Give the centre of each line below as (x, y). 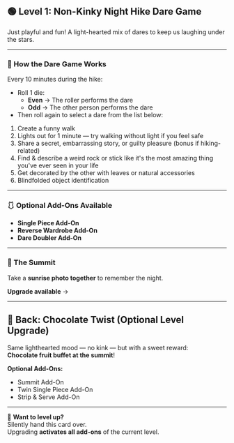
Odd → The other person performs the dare (90, 107)
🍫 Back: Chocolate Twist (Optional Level (96, 320)
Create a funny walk (46, 128)
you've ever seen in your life (58, 165)
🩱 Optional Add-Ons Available (60, 206)
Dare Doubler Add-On (49, 238)
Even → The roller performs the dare (80, 100)
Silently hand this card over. (47, 424)
